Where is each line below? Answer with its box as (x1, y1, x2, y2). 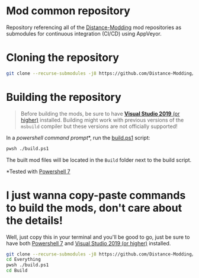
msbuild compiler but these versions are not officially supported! (20, 123, 178, 130)
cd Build (6, 268, 28, 274)
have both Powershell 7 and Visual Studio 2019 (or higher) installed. (6, 239, 171, 247)
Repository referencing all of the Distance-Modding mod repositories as (6, 24, 182, 31)
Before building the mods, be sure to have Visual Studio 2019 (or (20, 110, 180, 117)
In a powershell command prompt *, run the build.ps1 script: (6, 134, 150, 141)
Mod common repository (6, 4, 130, 18)
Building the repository (6, 90, 121, 104)
